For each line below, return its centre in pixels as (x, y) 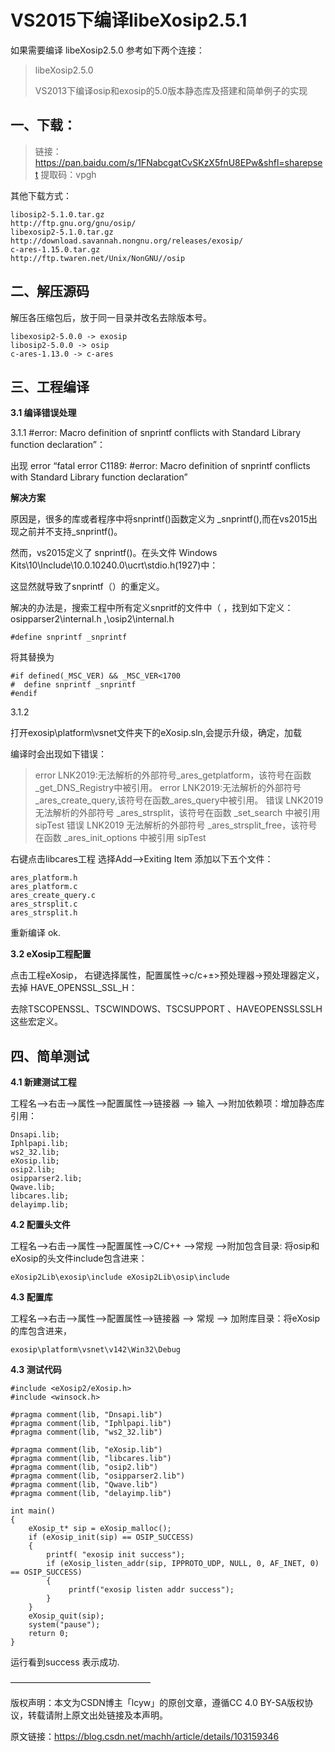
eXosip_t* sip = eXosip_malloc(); (100, 1529)
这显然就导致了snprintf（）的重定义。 (87, 587)
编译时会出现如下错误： (58, 754)
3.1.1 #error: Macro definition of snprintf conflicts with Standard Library (156, 433)
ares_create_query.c (53, 896)
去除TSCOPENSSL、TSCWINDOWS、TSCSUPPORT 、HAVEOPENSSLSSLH (166, 1009)
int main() (33, 1511)
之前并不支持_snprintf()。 (70, 532)
